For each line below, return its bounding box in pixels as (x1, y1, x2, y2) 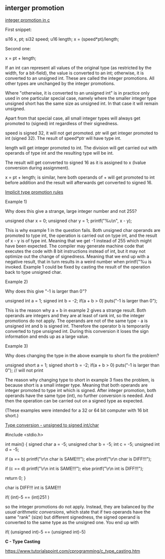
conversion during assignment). (5, 164, 70, 170)
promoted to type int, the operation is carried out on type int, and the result (5, 232, 158, 238)
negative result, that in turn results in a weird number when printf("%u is (5, 259, 152, 264)
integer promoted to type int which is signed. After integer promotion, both (5, 387, 157, 393)
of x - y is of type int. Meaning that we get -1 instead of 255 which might (5, 237, 152, 243)
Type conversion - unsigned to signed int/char (5, 422, 99, 428)
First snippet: (5, 27, 32, 33)
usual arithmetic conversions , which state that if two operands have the (5, 509, 151, 515)
